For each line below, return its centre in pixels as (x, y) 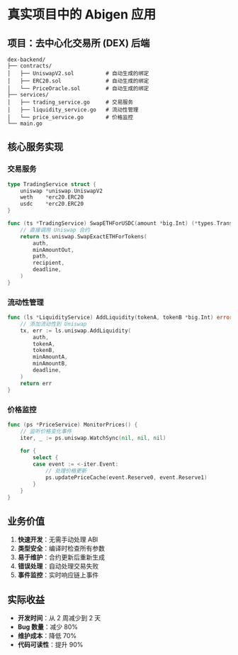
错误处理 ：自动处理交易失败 (58, 566)
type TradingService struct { (52, 184)
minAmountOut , (53, 250)
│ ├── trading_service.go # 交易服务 (70, 102)
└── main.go (25, 123)
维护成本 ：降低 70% (47, 636)
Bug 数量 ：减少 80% (48, 627)
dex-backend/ (27, 60)
